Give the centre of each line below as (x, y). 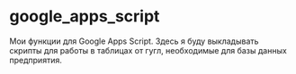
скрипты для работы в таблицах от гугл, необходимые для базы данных (148, 50)
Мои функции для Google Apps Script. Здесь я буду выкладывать (134, 41)
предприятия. (36, 60)
